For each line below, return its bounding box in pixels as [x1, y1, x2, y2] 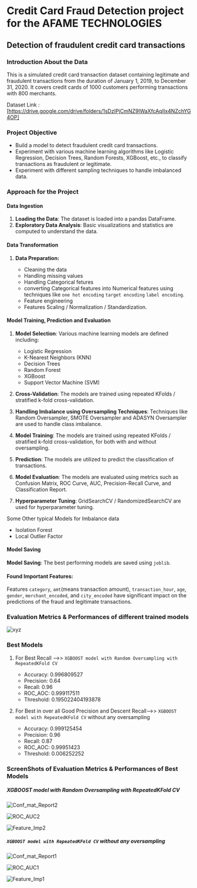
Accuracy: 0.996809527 [23, 671, 83, 678]
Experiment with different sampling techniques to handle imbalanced [15, 167, 182, 174]
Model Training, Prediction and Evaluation [6, 317, 111, 324]
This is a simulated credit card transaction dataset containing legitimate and [6, 71, 190, 78]
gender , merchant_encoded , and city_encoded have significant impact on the [6, 592, 187, 599]
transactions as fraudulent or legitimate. [15, 161, 112, 168]
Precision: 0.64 [23, 677, 61, 684]
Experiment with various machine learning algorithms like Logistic [15, 148, 174, 155]
